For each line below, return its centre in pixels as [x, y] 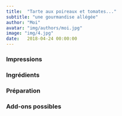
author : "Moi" [23, 22]
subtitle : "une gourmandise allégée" [52, 17]
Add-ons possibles [34, 106]
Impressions [24, 59]
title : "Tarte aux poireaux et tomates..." [61, 11]
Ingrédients [23, 75]
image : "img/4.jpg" [30, 33]
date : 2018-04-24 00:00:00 [42, 39]
